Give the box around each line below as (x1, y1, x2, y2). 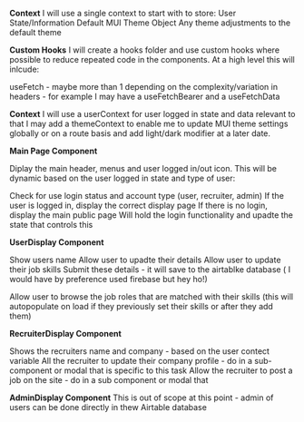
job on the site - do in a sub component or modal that (9, 375, 209, 385)
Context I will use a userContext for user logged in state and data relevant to (9, 109, 297, 119)
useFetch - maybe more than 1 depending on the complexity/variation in (9, 82, 279, 92)
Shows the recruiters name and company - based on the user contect (9, 346, 270, 357)
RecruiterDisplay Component (9, 329, 123, 339)
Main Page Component (9, 145, 98, 156)
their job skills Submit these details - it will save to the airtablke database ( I (9, 264, 291, 275)
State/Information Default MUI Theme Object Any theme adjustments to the (9, 17, 291, 28)
